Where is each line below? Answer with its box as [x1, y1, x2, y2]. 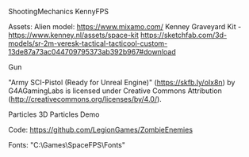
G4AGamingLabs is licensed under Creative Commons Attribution [8, 86, 222, 95]
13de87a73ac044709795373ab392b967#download [8, 47, 176, 56]
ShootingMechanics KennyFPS [8, 7, 109, 16]
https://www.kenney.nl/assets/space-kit [8, 31, 139, 39]
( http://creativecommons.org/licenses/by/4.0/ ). [8, 95, 163, 103]
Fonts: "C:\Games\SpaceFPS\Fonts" [8, 140, 125, 149]
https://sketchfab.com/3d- [140, 31, 228, 39]
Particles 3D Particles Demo [8, 110, 100, 119]
